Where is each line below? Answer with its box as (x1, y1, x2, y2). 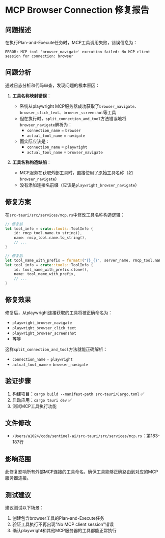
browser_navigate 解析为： (19, 122, 73, 127)
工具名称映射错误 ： (12, 93, 52, 98)
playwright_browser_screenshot (12, 331, 77, 336)
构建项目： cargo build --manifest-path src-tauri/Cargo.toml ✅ (12, 391, 145, 397)
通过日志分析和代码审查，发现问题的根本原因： (5, 82, 100, 88)
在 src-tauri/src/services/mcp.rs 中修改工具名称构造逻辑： (5, 212, 125, 218)
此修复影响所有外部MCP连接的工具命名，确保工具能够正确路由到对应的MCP (5, 469, 158, 475)
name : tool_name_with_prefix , (14, 272, 76, 277)
